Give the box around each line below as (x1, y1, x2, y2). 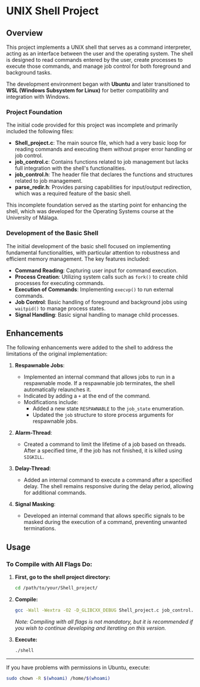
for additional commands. (23, 489, 87, 496)
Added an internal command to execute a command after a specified (23, 476, 192, 483)
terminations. (23, 525, 57, 532)
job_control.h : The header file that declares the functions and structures (14, 171, 193, 178)
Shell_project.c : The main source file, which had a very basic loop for (14, 139, 186, 146)
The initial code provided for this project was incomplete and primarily (6, 121, 178, 129)
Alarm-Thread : (14, 429, 52, 436)
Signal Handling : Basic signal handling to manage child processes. (14, 311, 179, 318)
